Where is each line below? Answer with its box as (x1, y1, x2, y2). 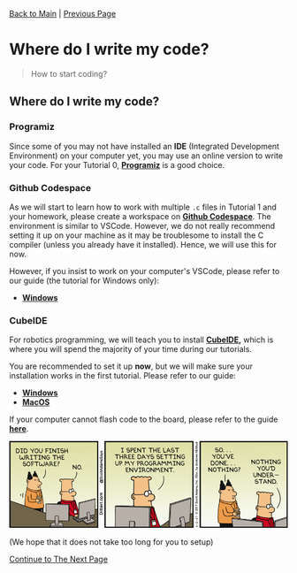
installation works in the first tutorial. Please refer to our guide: (9, 371, 236, 381)
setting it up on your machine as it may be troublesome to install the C (9, 230, 264, 241)
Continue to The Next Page (9, 554, 109, 565)
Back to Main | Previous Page (9, 9, 117, 19)
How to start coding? (30, 68, 108, 79)
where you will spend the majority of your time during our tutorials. (9, 344, 252, 355)
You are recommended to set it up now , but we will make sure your (9, 361, 254, 371)
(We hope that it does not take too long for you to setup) (9, 537, 214, 547)
